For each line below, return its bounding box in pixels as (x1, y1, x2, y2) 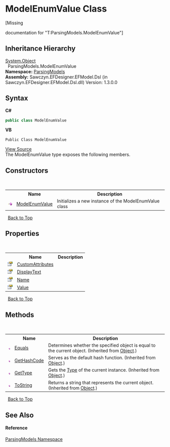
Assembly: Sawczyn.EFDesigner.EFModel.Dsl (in (5, 74, 108, 80)
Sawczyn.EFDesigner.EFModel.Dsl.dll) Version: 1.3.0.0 (5, 79, 118, 85)
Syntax (5, 94, 28, 103)
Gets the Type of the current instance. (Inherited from (48, 367, 160, 373)
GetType (14, 370, 32, 376)
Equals (14, 345, 29, 351)
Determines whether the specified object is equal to (48, 342, 156, 348)
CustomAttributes (17, 261, 54, 267)
